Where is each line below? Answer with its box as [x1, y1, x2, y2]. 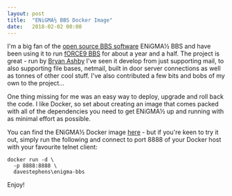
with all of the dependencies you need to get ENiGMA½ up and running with [7, 107, 224, 115]
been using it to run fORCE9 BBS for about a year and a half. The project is [7, 49, 220, 58]
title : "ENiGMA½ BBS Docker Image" [7, 17, 113, 24]
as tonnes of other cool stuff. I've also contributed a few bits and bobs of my [7, 72, 225, 80]
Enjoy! [7, 181, 26, 189]
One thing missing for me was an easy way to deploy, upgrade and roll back [7, 92, 224, 101]
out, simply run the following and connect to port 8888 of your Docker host [7, 136, 222, 144]
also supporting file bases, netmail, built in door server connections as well [7, 64, 221, 73]
